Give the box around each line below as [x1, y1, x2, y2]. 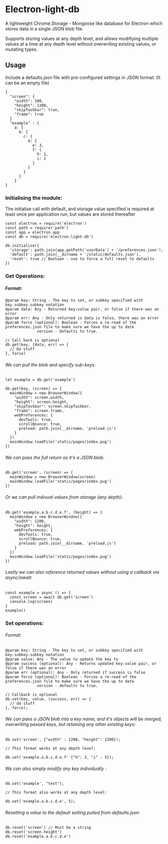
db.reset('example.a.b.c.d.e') [5, 834, 71, 839]
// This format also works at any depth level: [5, 790, 107, 795]
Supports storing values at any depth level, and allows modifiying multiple [5, 35, 159, 42]
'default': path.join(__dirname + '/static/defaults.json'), [10, 252, 141, 257]
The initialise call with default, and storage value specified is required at [5, 206, 155, 212]
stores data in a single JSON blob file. [5, 25, 84, 31]
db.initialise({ [5, 243, 39, 249]
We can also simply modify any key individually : [5, 766, 107, 772]
